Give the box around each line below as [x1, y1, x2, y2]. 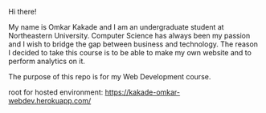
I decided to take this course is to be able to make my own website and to [8, 48, 252, 57]
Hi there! [8, 7, 37, 16]
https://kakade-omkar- [104, 87, 181, 97]
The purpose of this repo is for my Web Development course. [8, 72, 211, 81]
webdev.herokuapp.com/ [8, 96, 92, 105]
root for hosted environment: [8, 87, 104, 97]
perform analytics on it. [8, 56, 86, 66]
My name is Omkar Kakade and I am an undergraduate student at [8, 22, 224, 31]
